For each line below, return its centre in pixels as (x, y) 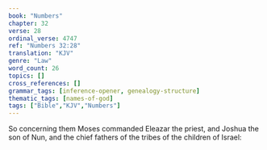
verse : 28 (25, 31)
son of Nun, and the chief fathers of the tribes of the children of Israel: (125, 137)
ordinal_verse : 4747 (43, 38)
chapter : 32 (28, 23)
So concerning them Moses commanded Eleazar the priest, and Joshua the (134, 129)
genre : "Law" (30, 61)
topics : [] (27, 76)
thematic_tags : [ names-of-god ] (61, 98)
